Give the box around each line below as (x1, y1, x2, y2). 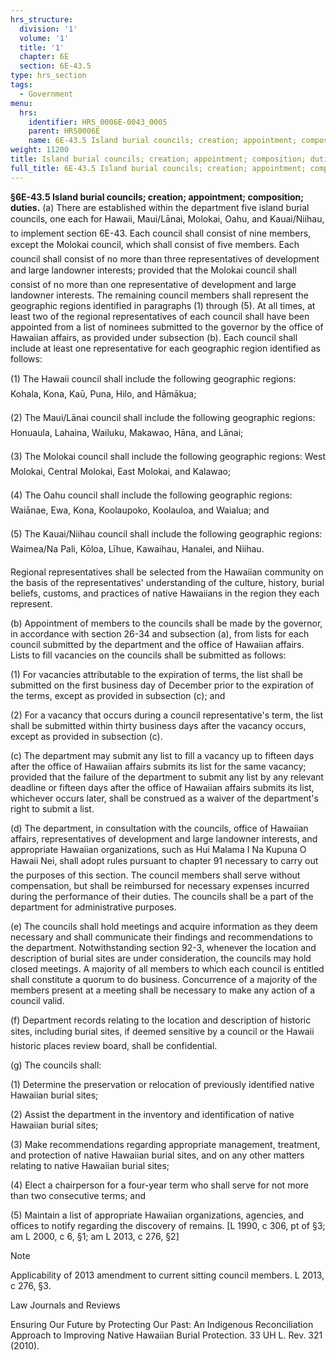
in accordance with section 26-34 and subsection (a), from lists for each (10, 627, 310, 640)
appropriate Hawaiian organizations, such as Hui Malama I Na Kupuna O (10, 843, 307, 855)
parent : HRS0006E (28, 126, 101, 136)
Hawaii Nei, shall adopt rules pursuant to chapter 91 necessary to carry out (10, 854, 319, 866)
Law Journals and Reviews (10, 1299, 121, 1311)
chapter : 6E (19, 52, 70, 62)
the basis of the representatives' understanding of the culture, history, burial (10, 576, 325, 588)
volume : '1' (19, 33, 70, 43)
